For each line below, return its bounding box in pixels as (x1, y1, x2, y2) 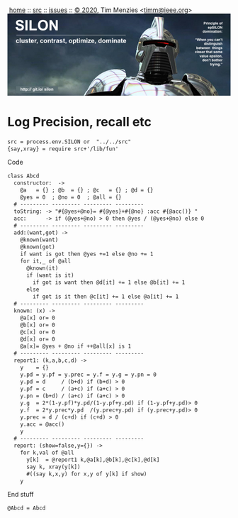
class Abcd (7, 172, 40, 180)
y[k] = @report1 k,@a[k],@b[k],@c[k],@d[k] (25, 456, 160, 463)
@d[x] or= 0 (20, 336, 55, 343)
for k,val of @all (20, 449, 74, 456)
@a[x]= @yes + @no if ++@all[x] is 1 (20, 343, 132, 350)
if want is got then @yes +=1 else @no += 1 (20, 250, 154, 258)
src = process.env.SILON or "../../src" (7, 138, 132, 145)
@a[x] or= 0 (20, 314, 55, 321)
